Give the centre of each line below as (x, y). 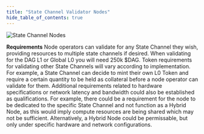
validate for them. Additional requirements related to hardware (84, 85)
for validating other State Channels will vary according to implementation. (98, 66)
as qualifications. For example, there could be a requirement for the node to (101, 99)
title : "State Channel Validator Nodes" (58, 12)
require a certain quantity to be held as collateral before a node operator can (102, 79)
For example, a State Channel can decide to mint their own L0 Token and (97, 72)
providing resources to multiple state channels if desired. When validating (99, 53)
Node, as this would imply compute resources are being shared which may (100, 111)
